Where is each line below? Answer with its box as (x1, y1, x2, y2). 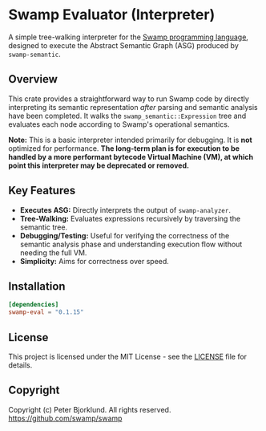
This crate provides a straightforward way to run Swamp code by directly (8, 94, 250, 104)
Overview (8, 72, 58, 86)
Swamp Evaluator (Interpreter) (8, 6, 216, 24)
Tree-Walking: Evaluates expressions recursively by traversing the (19, 213, 241, 223)
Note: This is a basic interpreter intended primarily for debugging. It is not (8, 135, 252, 144)
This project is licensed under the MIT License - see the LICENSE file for (8, 352, 247, 361)
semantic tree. (19, 222, 68, 232)
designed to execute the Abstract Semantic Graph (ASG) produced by (8, 40, 239, 50)
